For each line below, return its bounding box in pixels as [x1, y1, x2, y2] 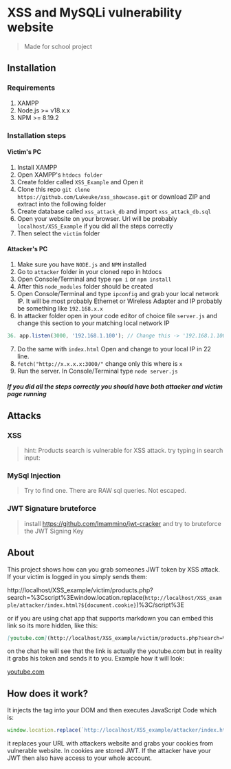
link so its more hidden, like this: [7, 621, 98, 630]
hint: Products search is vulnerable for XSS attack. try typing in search [23, 447, 223, 455]
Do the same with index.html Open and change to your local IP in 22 [16, 344, 212, 353]
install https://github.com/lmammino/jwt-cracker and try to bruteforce [23, 519, 222, 527]
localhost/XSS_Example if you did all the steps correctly [16, 222, 173, 230]
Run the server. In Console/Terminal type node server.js [16, 367, 178, 375]
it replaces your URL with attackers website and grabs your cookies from [7, 739, 214, 748]
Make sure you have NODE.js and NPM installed [16, 260, 146, 269]
